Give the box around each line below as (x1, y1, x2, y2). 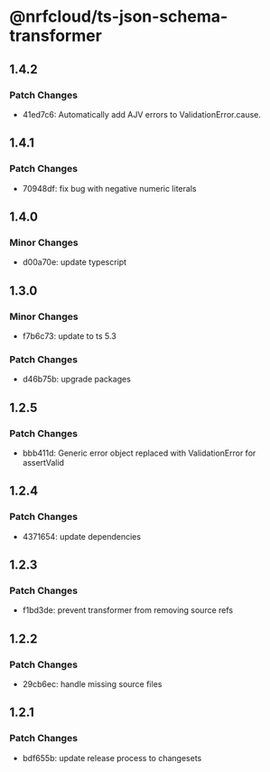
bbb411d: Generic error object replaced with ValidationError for (22, 447, 256, 458)
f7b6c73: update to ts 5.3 (22, 330, 117, 341)
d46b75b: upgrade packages (22, 373, 131, 385)
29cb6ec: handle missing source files (22, 678, 163, 689)
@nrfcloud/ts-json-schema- (9, 6, 228, 27)
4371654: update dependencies (22, 531, 142, 541)
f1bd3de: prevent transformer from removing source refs (22, 605, 233, 616)
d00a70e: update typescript (22, 257, 127, 268)
